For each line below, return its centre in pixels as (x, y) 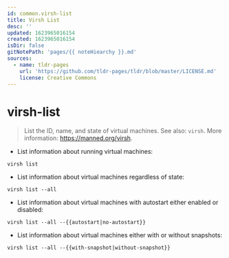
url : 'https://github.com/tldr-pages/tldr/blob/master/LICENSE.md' (118, 71)
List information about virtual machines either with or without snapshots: (119, 235)
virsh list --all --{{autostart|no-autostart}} (77, 222)
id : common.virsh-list (40, 13)
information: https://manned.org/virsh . (78, 138)
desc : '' (20, 26)
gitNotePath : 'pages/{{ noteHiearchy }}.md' (72, 52)
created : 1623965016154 (41, 39)
